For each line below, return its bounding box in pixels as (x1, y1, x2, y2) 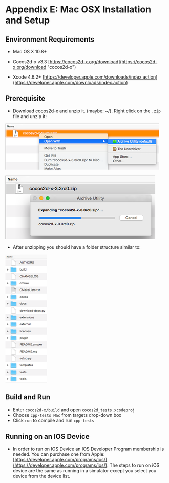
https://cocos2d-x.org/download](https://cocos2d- (49, 59, 158, 65)
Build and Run (5, 393, 50, 401)
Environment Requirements (5, 35, 95, 44)
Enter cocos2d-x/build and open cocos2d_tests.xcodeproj (12, 407, 135, 413)
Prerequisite (5, 94, 46, 103)
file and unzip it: (12, 113, 47, 119)
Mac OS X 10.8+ (12, 49, 47, 54)
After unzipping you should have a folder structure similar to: (12, 244, 141, 250)
